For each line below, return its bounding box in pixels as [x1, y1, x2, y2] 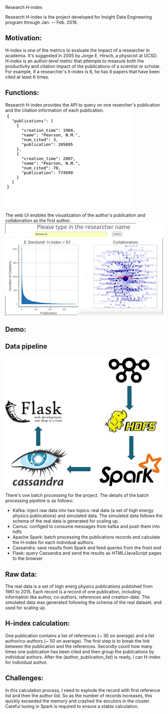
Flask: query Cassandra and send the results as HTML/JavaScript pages [12, 550, 161, 556]
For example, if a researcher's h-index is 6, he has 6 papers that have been [5, 68, 160, 74]
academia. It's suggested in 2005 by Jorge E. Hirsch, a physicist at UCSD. [5, 52, 157, 58]
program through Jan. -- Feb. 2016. [5, 20, 78, 25]
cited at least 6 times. [5, 74, 49, 80]
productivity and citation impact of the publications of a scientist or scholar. [5, 63, 161, 69]
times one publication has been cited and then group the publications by [5, 648, 154, 655]
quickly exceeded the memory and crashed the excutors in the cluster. [5, 698, 150, 704]
